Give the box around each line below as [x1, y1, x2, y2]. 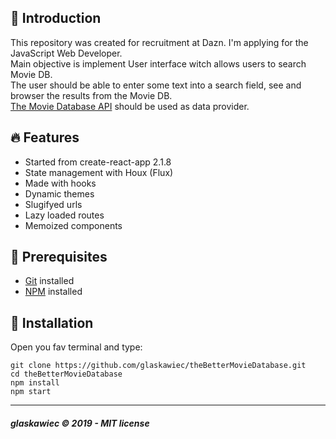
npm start [10, 387, 52, 397]
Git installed [24, 275, 75, 287]
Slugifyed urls [24, 198, 83, 210]
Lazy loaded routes [24, 209, 105, 221]
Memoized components [24, 219, 123, 231]
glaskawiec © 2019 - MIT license [10, 417, 150, 429]
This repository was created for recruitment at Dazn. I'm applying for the [10, 36, 309, 48]
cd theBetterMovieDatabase [10, 369, 123, 380]
